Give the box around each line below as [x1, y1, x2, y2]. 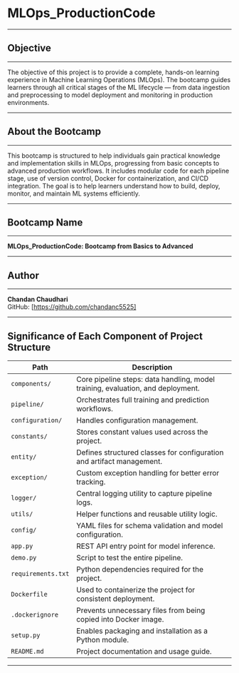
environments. [7, 98, 50, 106]
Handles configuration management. [75, 415, 198, 425]
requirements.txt [11, 570, 70, 577]
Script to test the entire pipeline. [75, 553, 184, 562]
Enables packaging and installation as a [75, 626, 208, 636]
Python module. [75, 635, 129, 644]
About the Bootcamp [7, 126, 102, 138]
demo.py [11, 554, 37, 562]
